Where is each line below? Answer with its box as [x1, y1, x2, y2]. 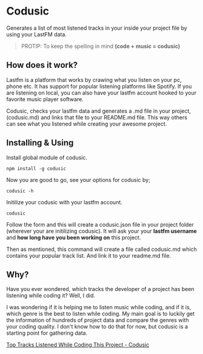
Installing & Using [6, 138, 74, 148]
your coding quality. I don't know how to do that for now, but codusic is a [6, 323, 188, 330]
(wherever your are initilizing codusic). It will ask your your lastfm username [6, 227, 197, 235]
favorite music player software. [6, 95, 84, 102]
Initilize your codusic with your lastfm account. [6, 198, 123, 205]
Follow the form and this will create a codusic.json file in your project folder [6, 221, 194, 228]
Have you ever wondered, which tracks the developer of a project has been [6, 286, 195, 293]
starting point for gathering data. [6, 329, 88, 337]
